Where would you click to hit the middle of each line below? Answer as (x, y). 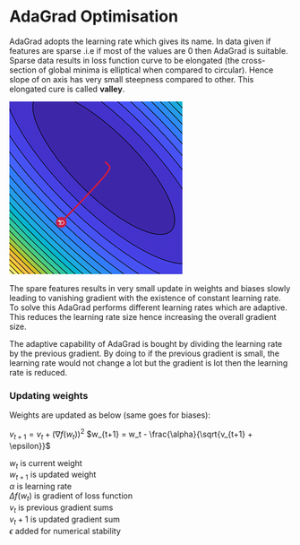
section (23, 70)
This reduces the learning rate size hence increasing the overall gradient (143, 316)
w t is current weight (46, 464)
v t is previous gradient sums (61, 508)
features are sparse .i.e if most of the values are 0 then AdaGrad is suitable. (149, 50)
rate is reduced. (39, 372)
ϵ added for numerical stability (65, 531)
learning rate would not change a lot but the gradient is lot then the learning (149, 363)
